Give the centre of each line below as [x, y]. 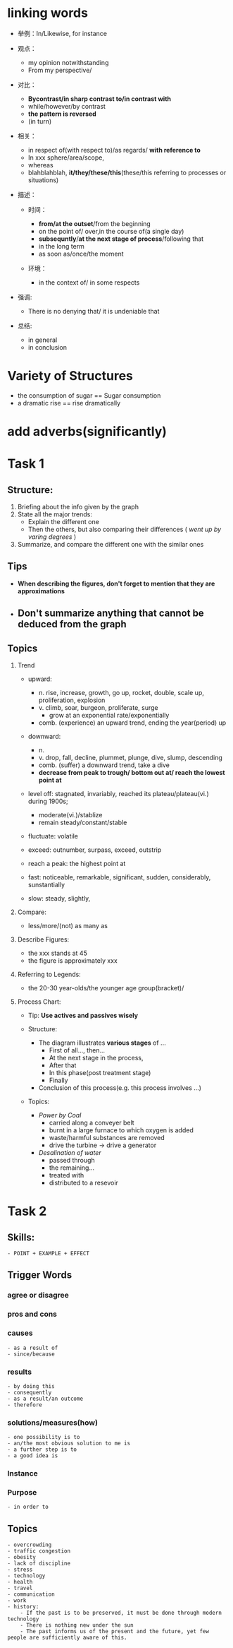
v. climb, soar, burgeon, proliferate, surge [98, 708]
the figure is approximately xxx [73, 961]
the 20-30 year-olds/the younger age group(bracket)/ [106, 988]
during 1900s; [48, 801]
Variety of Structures [70, 376]
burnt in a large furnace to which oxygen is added [121, 1130]
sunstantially [46, 885]
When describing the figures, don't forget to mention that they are [116, 583]
